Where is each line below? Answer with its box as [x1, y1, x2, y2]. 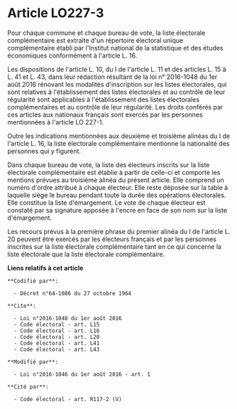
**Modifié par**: [7, 358, 59, 366]
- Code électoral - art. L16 [13, 327, 100, 334]
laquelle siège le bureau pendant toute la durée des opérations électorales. [7, 191, 226, 199]
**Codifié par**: [7, 277, 59, 285]
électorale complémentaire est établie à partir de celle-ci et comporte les [7, 168, 221, 176]
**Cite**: [7, 302, 37, 309]
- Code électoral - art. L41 [13, 339, 100, 346]
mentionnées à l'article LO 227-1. [7, 117, 104, 126]
